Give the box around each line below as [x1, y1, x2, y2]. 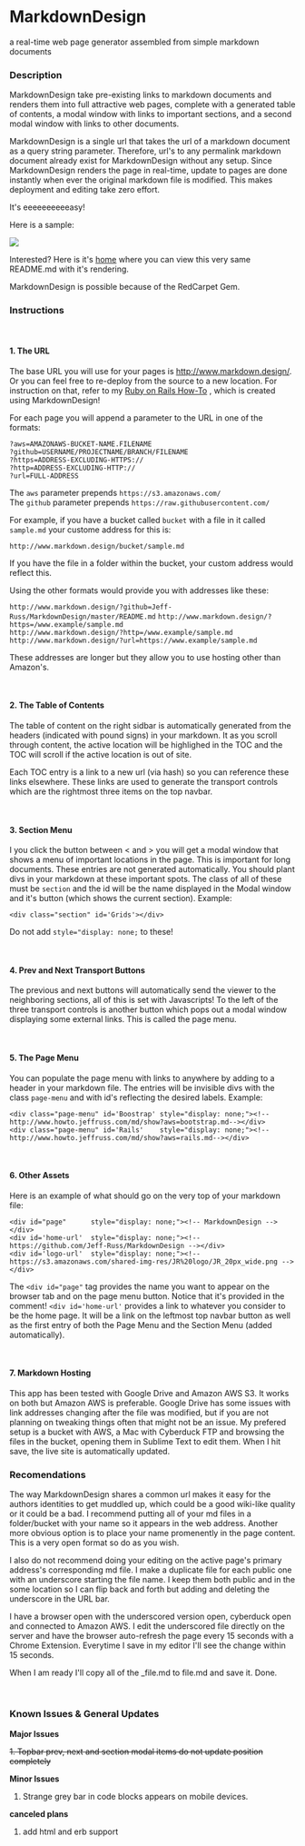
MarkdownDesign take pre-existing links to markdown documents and [9, 89, 272, 101]
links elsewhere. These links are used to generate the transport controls [9, 776, 279, 787]
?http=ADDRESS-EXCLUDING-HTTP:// [9, 463, 136, 472]
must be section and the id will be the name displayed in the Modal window [9, 883, 292, 894]
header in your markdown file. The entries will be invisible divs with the [9, 1082, 275, 1093]
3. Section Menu [9, 824, 73, 835]
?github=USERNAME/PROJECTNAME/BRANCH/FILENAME [9, 447, 189, 456]
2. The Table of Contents [9, 700, 104, 710]
